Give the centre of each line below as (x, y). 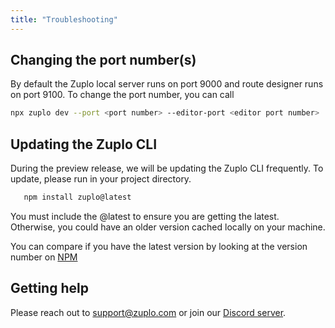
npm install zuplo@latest (77, 197)
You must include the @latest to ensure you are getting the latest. (145, 216)
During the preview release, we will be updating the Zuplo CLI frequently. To (167, 168)
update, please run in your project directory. (101, 179)
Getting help (49, 288)
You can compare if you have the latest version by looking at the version (159, 246)
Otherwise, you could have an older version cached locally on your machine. (168, 227)
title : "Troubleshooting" (64, 19)
